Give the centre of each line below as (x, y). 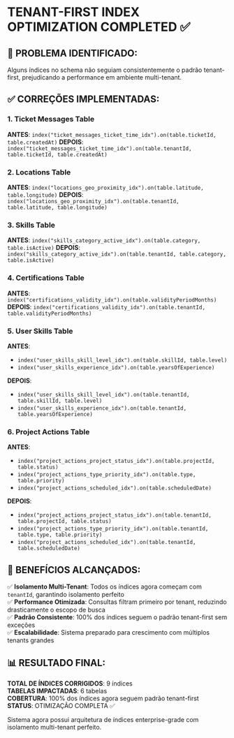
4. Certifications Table (46, 278)
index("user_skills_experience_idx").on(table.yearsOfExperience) (116, 367)
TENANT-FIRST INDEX (73, 12)
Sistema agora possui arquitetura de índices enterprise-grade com (103, 719)
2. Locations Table (39, 172)
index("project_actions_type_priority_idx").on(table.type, (107, 475)
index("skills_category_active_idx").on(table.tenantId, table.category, (117, 254)
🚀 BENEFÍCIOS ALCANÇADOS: (74, 570)
